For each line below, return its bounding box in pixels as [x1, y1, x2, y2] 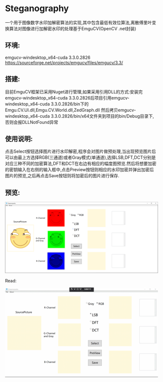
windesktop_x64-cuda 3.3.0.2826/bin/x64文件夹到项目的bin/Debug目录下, [5, 113, 154, 119]
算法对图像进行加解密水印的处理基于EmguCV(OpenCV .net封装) [9, 25, 137, 32]
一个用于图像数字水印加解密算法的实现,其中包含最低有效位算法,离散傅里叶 [5, 19, 152, 25]
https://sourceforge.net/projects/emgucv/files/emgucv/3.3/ [5, 59, 123, 66]
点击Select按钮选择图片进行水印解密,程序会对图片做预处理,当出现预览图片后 [5, 149, 156, 155]
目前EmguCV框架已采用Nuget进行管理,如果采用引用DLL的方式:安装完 [5, 88, 143, 95]
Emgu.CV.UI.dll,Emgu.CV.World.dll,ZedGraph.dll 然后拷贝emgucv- [5, 107, 136, 113]
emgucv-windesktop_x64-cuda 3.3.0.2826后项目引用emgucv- [5, 95, 130, 101]
